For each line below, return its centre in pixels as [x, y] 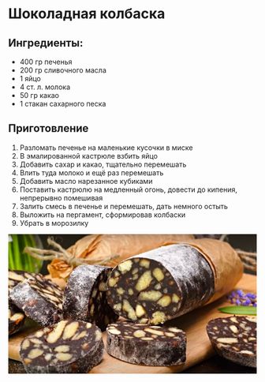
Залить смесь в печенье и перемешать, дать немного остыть [124, 206]
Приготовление [49, 128]
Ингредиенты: [46, 43]
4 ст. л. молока [45, 87]
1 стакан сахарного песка [63, 104]
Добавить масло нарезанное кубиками [86, 181]
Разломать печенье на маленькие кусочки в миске [106, 148]
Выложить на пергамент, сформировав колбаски [103, 215]
